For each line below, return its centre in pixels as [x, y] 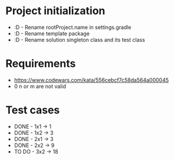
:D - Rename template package [52, 33]
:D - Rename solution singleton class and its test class [80, 40]
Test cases [33, 110]
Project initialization [55, 11]
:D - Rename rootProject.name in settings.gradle [72, 27]
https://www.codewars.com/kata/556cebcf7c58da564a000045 [91, 80]
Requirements [41, 64]
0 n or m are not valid [40, 86]
